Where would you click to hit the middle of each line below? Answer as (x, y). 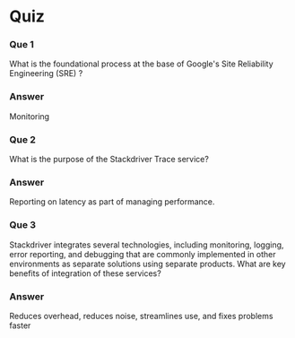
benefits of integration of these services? (85, 273)
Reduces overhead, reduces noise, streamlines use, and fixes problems (141, 316)
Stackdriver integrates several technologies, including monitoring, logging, (147, 245)
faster (20, 325)
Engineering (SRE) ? (46, 74)
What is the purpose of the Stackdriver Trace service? (109, 160)
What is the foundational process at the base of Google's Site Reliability (141, 64)
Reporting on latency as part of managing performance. (112, 202)
